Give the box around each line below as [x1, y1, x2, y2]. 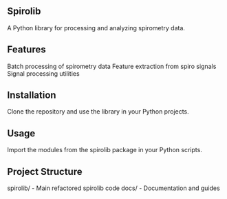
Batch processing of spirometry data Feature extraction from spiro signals [7, 62, 217, 70]
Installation [7, 90, 56, 101]
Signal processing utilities [7, 69, 80, 78]
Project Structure [7, 165, 83, 178]
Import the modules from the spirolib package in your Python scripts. [7, 146, 203, 154]
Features [7, 44, 46, 56]
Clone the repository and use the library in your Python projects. [7, 107, 189, 116]
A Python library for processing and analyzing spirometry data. [7, 23, 186, 32]
